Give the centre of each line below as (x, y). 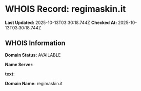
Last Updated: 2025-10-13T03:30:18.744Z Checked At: (61, 23)
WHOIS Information (35, 43)
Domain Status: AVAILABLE (33, 55)
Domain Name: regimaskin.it (34, 83)
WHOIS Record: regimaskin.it (65, 9)
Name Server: (20, 64)
